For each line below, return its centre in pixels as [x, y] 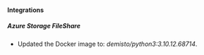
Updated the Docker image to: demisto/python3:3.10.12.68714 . [107, 44]
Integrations [26, 10]
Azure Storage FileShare [44, 26]
